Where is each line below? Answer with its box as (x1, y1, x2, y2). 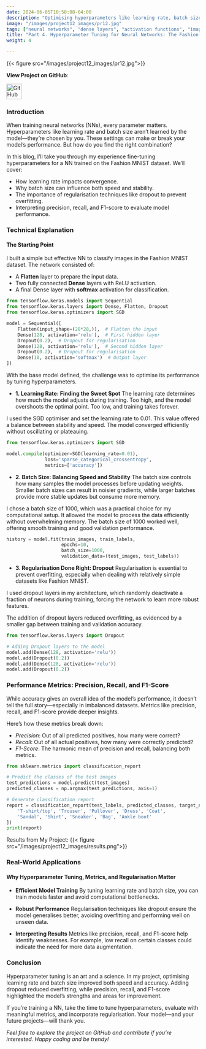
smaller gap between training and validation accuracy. (6, 621, 143, 628)
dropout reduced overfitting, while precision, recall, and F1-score (6, 985, 170, 993)
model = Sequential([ (6, 320, 62, 327)
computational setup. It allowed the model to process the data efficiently (6, 511, 189, 518)
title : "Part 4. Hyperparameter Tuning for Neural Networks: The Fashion (6, 32, 199, 38)
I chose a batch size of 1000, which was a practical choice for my (6, 504, 172, 512)
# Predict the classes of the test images (6, 774, 116, 780)
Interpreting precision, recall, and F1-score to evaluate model (15, 204, 170, 212)
